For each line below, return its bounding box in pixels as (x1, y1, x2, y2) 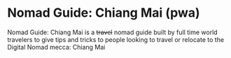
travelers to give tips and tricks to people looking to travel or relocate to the (7, 35, 225, 43)
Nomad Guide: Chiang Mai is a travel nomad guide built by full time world (7, 28, 218, 36)
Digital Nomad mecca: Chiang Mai (7, 43, 106, 51)
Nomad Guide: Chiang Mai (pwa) (7, 5, 201, 21)
